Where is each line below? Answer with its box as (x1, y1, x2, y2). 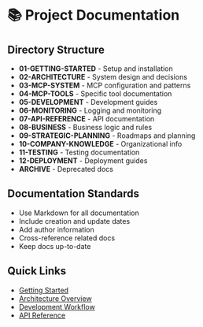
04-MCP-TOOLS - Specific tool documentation (18, 89, 172, 98)
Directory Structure (7, 43, 105, 56)
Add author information (18, 225, 95, 234)
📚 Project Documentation (7, 6, 180, 24)
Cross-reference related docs (18, 233, 116, 243)
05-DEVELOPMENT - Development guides (18, 98, 158, 106)
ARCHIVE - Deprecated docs (18, 165, 113, 173)
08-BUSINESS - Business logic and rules (18, 123, 153, 132)
